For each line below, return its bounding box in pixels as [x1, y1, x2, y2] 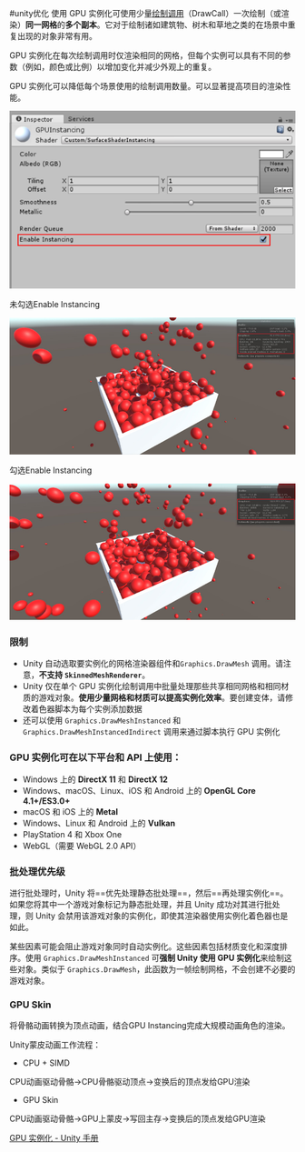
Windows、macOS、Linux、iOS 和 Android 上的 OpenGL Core [22, 785, 256, 796]
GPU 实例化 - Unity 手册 [9, 1133, 99, 1144]
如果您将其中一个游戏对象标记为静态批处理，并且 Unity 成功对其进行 [9, 898, 265, 909]
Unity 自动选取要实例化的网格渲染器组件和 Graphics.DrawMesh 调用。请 [22, 658, 284, 669]
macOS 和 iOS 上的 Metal [22, 806, 118, 816]
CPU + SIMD [22, 1057, 71, 1068]
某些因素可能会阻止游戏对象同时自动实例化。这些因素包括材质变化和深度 [9, 940, 280, 952]
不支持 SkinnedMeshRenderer [38, 669, 143, 680]
